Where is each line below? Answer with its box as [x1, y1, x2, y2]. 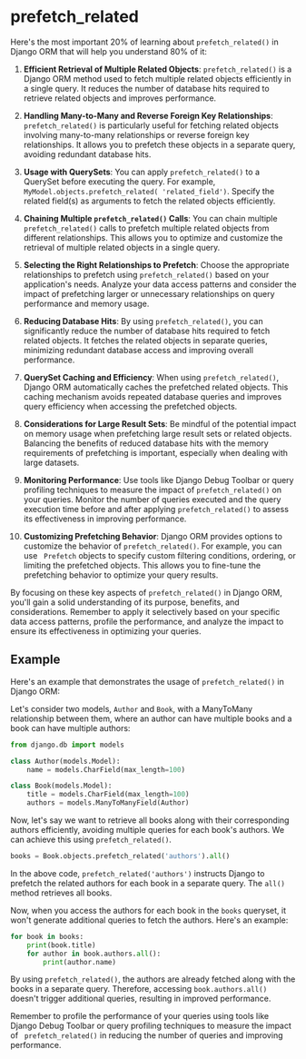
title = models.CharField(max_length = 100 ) [26, 790, 190, 799]
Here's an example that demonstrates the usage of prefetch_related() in [10, 676, 284, 687]
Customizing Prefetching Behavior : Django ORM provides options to [23, 530, 282, 541]
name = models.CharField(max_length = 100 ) [26, 765, 185, 774]
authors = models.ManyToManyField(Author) [26, 798, 190, 807]
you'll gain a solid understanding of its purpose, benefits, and [10, 597, 240, 608]
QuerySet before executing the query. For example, [23, 175, 216, 187]
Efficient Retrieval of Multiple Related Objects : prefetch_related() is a [23, 64, 292, 74]
